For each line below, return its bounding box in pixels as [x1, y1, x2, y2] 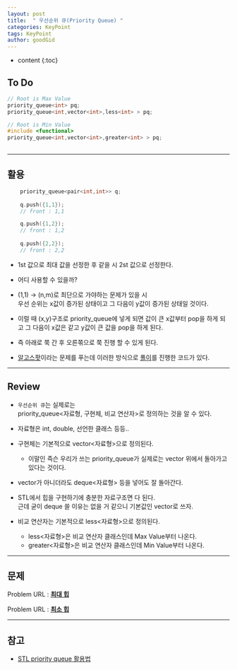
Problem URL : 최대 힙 [7, 590, 69, 599]
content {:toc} [17, 56, 59, 64]
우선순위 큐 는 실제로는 [17, 400, 75, 409]
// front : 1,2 [20, 227, 65, 234]
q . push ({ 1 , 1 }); [20, 201, 65, 208]
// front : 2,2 [20, 247, 65, 254]
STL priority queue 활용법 [17, 654, 91, 663]
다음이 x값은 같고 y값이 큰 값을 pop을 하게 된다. [32, 323, 164, 331]
